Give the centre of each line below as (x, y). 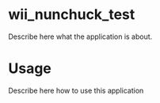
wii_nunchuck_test (72, 15)
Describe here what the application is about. (80, 36)
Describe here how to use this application (76, 90)
